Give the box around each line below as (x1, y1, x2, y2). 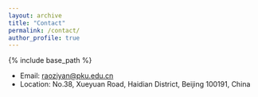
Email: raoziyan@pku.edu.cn (19, 71, 114, 80)
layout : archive (8, 11, 62, 20)
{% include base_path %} (8, 56, 92, 65)
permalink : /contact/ (8, 26, 80, 34)
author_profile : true (8, 33, 80, 42)
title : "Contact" (8, 19, 66, 27)
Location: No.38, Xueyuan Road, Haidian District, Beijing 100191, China (19, 80, 251, 89)
